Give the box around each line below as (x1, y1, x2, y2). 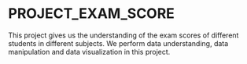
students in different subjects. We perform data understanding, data (8, 38, 229, 48)
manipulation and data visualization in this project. (8, 47, 171, 56)
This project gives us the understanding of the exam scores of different (8, 30, 239, 40)
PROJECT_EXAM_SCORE (8, 5, 175, 23)
